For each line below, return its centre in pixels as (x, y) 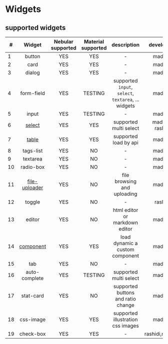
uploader (33, 187)
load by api (125, 142)
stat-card (32, 296)
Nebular (63, 42)
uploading (125, 194)
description (126, 45)
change (126, 305)
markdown (126, 222)
